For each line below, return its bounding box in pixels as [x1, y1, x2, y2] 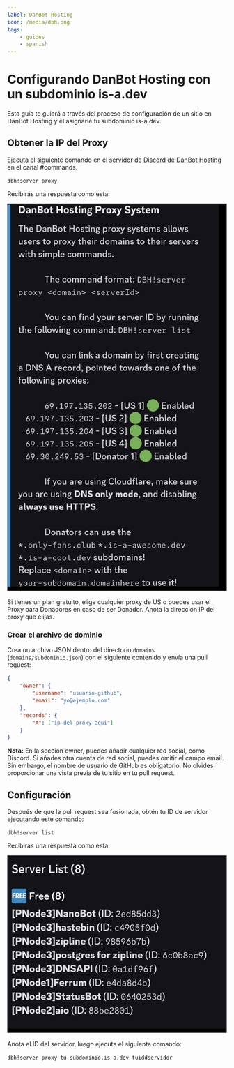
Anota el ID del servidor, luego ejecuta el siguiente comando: [7, 1040, 182, 1048]
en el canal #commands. [7, 163, 78, 171]
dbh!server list [7, 829, 54, 836]
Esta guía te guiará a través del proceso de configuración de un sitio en [7, 110, 212, 118]
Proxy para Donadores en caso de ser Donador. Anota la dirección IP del [7, 606, 215, 614]
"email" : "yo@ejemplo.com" [32, 698, 111, 705]
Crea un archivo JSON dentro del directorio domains [7, 646, 155, 654]
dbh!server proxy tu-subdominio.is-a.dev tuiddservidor [7, 1054, 173, 1062]
